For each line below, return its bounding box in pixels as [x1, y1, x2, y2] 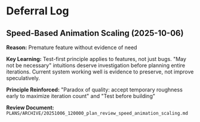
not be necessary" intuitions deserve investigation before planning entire [6, 62, 186, 69]
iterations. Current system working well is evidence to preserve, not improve [6, 68, 194, 75]
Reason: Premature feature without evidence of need [6, 44, 137, 51]
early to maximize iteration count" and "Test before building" [6, 93, 155, 99]
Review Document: [6, 104, 54, 111]
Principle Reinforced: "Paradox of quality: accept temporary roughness [6, 86, 183, 93]
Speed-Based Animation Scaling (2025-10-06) [6, 28, 184, 38]
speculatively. [6, 75, 41, 81]
